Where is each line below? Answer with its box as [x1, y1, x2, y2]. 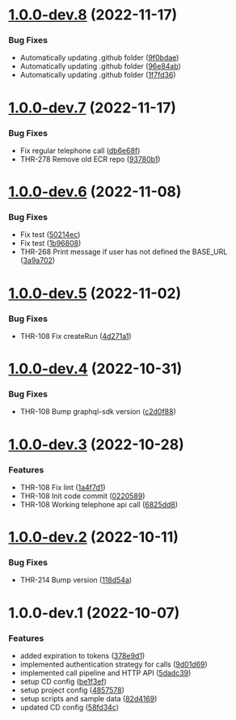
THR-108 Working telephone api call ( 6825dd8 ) [19, 499, 179, 509]
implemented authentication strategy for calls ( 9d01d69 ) [19, 659, 208, 669]
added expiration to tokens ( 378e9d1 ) [19, 650, 145, 660]
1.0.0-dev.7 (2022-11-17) [8, 99, 176, 116]
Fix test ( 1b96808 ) [19, 239, 82, 248]
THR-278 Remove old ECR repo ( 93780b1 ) [19, 154, 161, 163]
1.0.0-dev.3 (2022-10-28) [8, 435, 184, 454]
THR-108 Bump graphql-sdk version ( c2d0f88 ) [19, 407, 176, 417]
